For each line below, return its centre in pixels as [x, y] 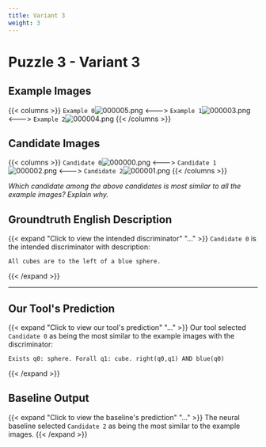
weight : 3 [25, 23]
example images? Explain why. [59, 195]
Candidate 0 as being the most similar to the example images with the [122, 335]
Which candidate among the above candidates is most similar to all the [125, 186]
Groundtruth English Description [90, 220]
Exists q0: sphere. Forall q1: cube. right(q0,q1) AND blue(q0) [116, 358]
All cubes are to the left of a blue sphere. [84, 262]
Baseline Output [49, 398]
